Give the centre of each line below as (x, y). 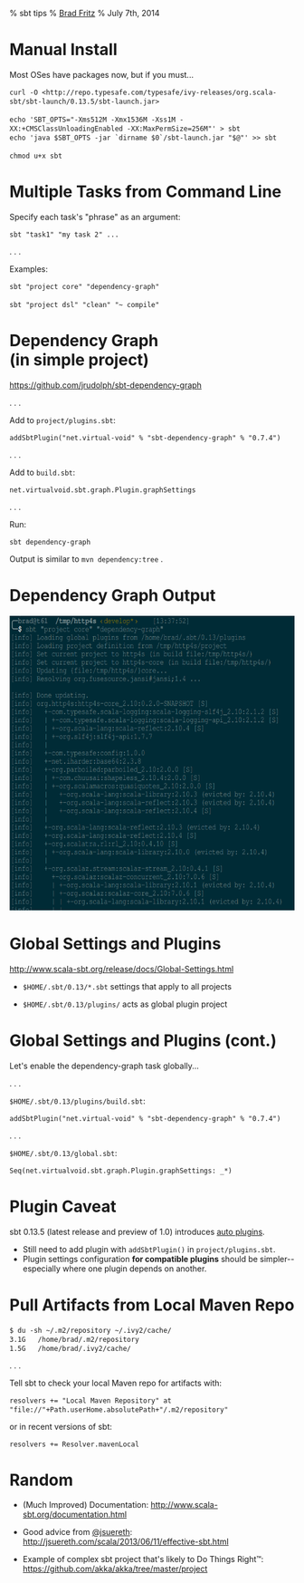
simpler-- (277, 1259)
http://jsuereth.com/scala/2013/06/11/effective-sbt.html (125, 1542)
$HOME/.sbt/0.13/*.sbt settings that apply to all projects (127, 986)
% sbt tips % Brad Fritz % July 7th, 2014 (85, 13)
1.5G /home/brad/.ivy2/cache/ (70, 1348)
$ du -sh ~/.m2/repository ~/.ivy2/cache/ (90, 1330)
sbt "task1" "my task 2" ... (64, 235)
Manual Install (63, 50)
